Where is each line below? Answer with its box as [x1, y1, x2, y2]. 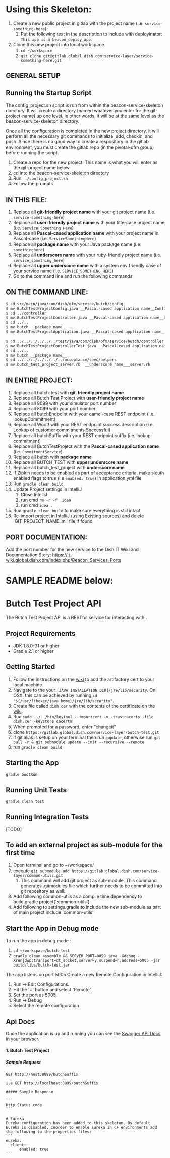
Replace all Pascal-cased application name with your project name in [13, 230, 159, 236]
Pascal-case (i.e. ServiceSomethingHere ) [13, 235, 96, 242]
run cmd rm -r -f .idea [20, 497, 71, 503]
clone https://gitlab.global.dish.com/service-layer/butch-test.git [13, 729, 159, 735]
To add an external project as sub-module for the [6, 841, 163, 849]
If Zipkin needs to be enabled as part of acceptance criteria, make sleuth [13, 470, 164, 476]
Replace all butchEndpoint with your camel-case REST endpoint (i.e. [13, 411, 155, 417]
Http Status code [6, 1102, 42, 1107]
